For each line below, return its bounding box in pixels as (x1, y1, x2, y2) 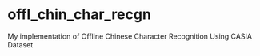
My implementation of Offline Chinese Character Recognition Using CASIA (7, 32, 253, 41)
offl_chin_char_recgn (7, 6, 151, 24)
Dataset (7, 39, 34, 49)
